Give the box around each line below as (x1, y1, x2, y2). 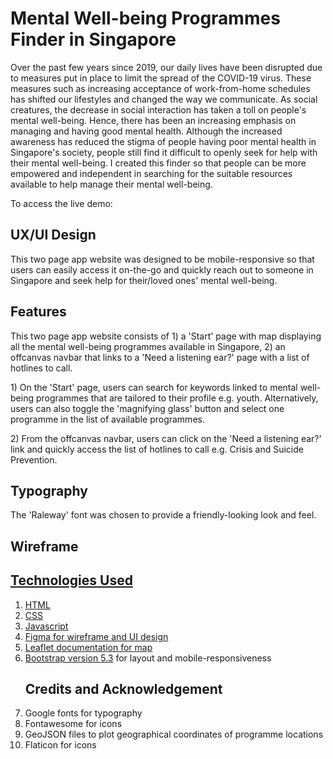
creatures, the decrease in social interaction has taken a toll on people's (10, 103, 307, 116)
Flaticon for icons (24, 739, 97, 751)
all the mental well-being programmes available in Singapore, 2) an (10, 340, 286, 352)
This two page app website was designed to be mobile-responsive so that (10, 253, 315, 265)
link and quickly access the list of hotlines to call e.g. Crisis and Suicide (10, 443, 304, 455)
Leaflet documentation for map (24, 641, 153, 653)
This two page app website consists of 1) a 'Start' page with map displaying (10, 330, 322, 342)
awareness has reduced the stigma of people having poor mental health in (10, 135, 317, 147)
